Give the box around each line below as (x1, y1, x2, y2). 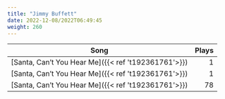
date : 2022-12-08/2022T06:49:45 (7, 17, 102, 24)
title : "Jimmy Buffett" (7, 10, 78, 18)
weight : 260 (7, 23, 42, 30)
